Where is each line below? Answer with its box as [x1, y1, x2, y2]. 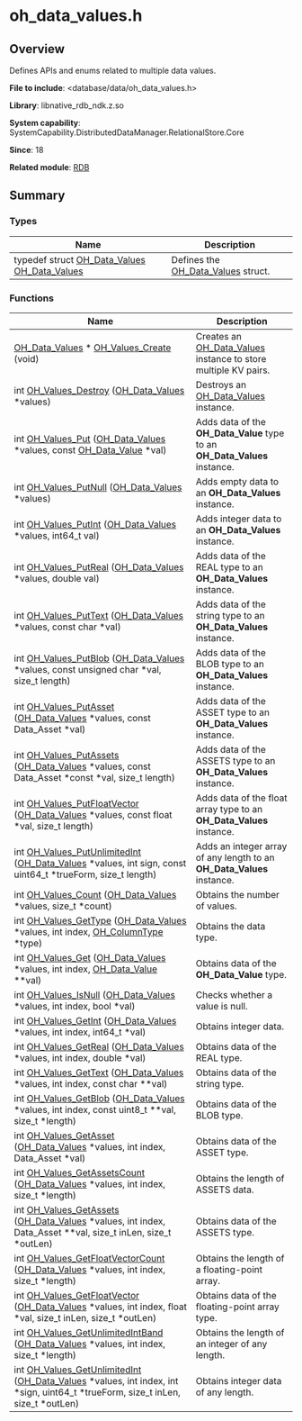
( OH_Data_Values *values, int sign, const [13, 856, 187, 869]
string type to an [195, 609, 265, 621]
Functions [9, 292, 54, 304]
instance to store [195, 352, 267, 365]
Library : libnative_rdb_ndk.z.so [9, 100, 124, 111]
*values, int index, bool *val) [13, 1000, 136, 1012]
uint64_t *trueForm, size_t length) [13, 868, 157, 881]
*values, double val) [13, 572, 101, 584]
